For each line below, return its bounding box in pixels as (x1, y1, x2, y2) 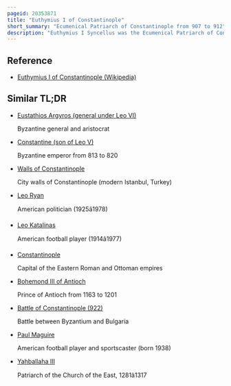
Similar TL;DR (7, 93, 67, 105)
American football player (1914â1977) (16, 235, 122, 243)
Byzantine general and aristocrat (16, 125, 110, 133)
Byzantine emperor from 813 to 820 (16, 151, 118, 159)
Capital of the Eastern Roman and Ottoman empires (16, 264, 163, 272)
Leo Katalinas (16, 221, 56, 229)
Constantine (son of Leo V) (16, 138, 94, 146)
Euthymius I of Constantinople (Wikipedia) (16, 73, 137, 81)
